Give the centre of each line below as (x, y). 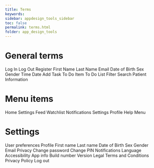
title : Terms (18, 9)
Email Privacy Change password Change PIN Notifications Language (73, 150)
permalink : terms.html (28, 28)
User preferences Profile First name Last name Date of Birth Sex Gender (77, 145)
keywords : (15, 14)
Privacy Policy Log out (27, 160)
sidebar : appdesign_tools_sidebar (40, 18)
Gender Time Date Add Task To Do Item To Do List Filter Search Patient (76, 74)
